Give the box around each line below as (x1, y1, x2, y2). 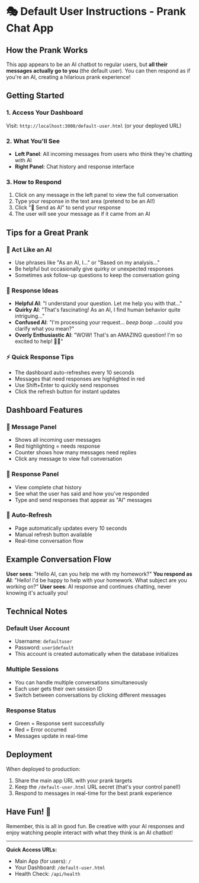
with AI (14, 156, 32, 164)
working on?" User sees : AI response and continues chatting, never (6, 583, 172, 590)
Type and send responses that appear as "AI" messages (14, 496, 152, 503)
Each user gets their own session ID (14, 685, 102, 692)
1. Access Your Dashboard (6, 108, 84, 117)
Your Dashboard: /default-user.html (14, 863, 105, 871)
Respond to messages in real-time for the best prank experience (14, 789, 172, 797)
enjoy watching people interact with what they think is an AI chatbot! (6, 829, 173, 836)
